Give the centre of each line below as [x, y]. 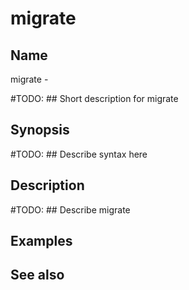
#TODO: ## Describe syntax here [79, 154]
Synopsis [40, 130]
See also [37, 275]
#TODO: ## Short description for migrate [94, 98]
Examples [41, 241]
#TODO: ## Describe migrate [70, 209]
